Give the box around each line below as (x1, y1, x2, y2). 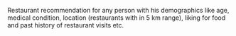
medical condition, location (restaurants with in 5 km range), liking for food (7, 13, 226, 22)
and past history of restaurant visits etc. (7, 21, 124, 29)
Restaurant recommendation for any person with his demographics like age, (7, 6, 230, 14)
